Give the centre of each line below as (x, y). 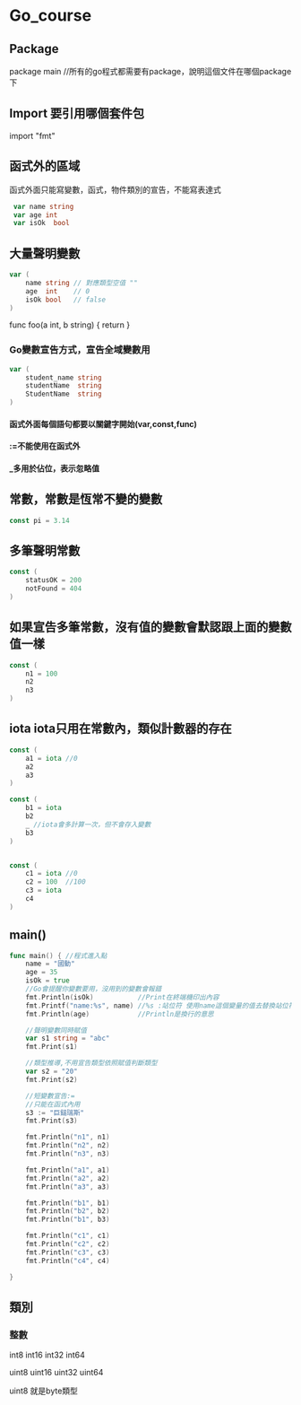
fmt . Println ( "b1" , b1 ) (68, 1203)
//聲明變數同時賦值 (56, 1030)
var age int (35, 215)
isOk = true (47, 981)
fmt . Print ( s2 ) (52, 1079)
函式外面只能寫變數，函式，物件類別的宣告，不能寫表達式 (115, 189)
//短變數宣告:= (50, 1095)
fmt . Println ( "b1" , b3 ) (68, 1220)
